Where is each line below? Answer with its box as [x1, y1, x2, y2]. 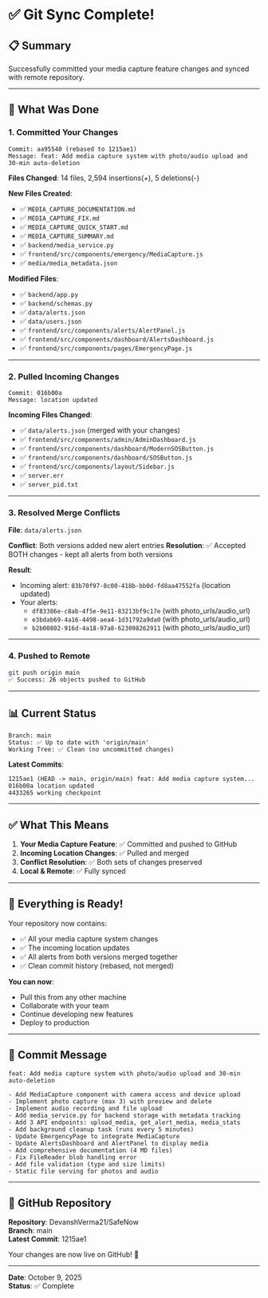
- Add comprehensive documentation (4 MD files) [8, 1146, 173, 1154]
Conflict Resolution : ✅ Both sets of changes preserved [19, 857, 203, 866]
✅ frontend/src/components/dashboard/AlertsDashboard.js [19, 333, 214, 344]
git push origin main [8, 669, 81, 677]
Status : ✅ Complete [8, 1281, 74, 1291]
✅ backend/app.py [19, 289, 78, 298]
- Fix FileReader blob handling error [8, 1153, 137, 1162]
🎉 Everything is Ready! [8, 898, 124, 911]
